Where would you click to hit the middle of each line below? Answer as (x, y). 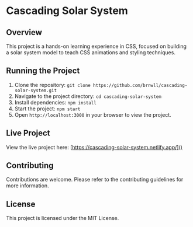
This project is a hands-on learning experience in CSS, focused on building (96, 46)
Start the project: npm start (47, 109)
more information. (27, 186)
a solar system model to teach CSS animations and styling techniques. (91, 53)
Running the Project (43, 71)
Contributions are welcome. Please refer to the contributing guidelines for (95, 180)
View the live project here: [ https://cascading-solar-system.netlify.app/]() (94, 147)
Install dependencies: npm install (55, 102)
